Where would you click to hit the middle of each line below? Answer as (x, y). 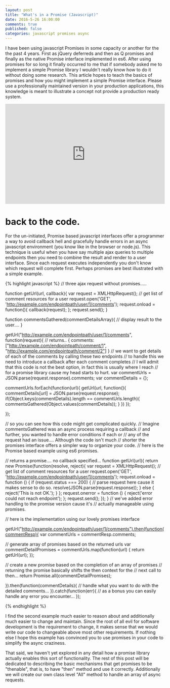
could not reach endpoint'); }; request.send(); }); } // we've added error (79, 498)
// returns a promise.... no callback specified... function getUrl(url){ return (82, 460)
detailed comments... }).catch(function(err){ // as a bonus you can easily (81, 591)
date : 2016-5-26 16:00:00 (32, 19)
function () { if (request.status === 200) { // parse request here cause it (80, 482)
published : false (24, 29)
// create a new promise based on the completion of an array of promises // (84, 564)
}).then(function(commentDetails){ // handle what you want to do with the (82, 585)
